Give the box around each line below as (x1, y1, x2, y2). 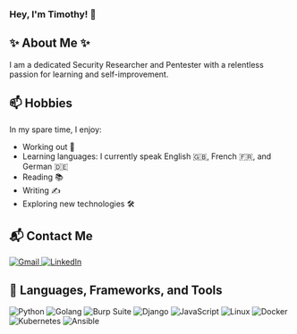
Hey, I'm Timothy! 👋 (9, 8, 97, 21)
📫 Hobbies (9, 96, 73, 111)
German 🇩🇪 (21, 161, 69, 171)
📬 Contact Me (9, 228, 93, 244)
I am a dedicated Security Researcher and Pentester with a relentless (9, 59, 264, 70)
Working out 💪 (21, 141, 76, 152)
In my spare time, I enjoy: (9, 124, 102, 135)
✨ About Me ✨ (9, 36, 91, 51)
